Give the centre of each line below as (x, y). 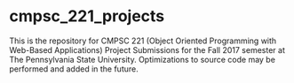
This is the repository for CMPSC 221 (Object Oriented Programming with (143, 41)
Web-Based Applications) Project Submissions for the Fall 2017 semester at (147, 49)
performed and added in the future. (74, 69)
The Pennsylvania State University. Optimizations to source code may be (142, 59)
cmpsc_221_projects (87, 16)
